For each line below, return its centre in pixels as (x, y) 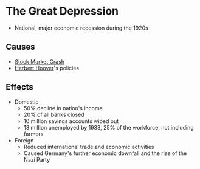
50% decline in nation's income (63, 108)
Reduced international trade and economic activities (89, 147)
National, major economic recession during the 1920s (81, 28)
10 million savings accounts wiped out (71, 121)
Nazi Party (37, 159)
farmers (33, 134)
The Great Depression (62, 11)
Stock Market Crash (40, 61)
